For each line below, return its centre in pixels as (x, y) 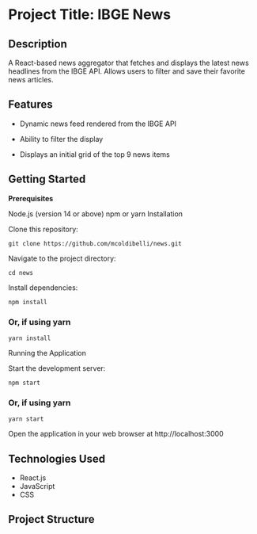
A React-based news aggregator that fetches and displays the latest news (128, 63)
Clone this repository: (43, 229)
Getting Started (47, 179)
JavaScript (37, 486)
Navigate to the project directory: (62, 258)
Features (30, 105)
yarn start (26, 419)
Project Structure (51, 519)
